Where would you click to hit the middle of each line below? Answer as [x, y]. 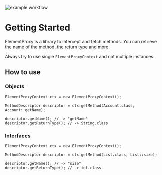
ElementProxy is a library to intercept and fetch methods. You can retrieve [81, 41]
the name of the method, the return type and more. [57, 47]
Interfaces [18, 136]
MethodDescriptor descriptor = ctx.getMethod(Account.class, [70, 105]
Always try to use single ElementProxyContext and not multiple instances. [80, 56]
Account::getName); [25, 110]
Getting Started [38, 28]
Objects [15, 86]
